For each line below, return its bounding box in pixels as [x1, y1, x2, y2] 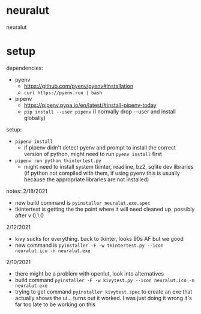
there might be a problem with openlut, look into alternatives [14, 270, 164, 277]
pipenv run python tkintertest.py [14, 157, 101, 164]
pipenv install [14, 139, 53, 145]
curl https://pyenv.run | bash [23, 89, 103, 96]
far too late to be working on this [14, 301, 96, 308]
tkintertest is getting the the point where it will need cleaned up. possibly [14, 205, 195, 213]
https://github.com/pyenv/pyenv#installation [23, 82, 134, 89]
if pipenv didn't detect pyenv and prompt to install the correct [23, 143, 176, 151]
